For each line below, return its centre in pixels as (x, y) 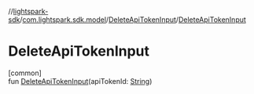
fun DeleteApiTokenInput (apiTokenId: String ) (80, 81)
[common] (25, 73)
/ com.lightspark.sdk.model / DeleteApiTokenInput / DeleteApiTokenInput (133, 20)
